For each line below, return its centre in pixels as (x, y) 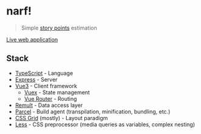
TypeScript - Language (44, 73)
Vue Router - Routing (50, 98)
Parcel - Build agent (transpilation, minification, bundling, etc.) (93, 111)
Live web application (32, 39)
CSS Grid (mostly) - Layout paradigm (61, 118)
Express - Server (36, 79)
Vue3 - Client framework (46, 86)
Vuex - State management (57, 92)
